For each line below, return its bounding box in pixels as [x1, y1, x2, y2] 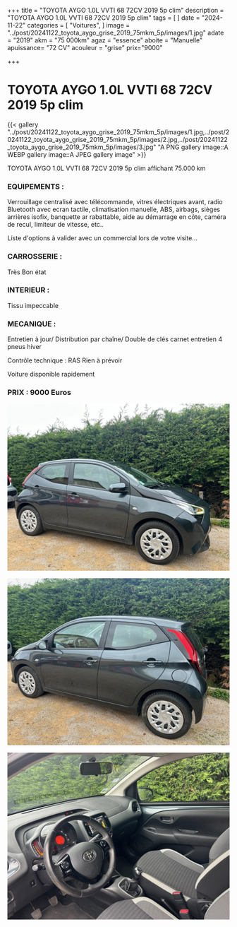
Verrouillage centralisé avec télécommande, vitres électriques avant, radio [7, 198, 224, 206]
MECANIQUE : [7, 319, 56, 329]
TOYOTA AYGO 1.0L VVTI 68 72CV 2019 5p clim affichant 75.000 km [7, 164, 206, 172]
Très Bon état [7, 268, 47, 276]
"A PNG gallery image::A [157, 143, 229, 151]
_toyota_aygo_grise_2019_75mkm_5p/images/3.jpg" [7, 143, 157, 151]
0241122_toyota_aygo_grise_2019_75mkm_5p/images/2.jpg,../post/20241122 [7, 135, 228, 143]
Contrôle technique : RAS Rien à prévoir [7, 356, 123, 365]
